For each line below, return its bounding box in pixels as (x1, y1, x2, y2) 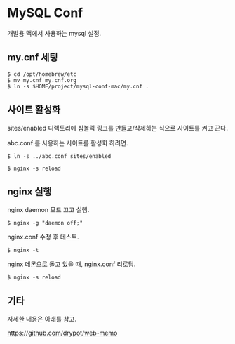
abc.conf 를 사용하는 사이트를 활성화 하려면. (7, 138, 128, 147)
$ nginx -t (7, 247, 39, 254)
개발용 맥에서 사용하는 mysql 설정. (7, 29, 102, 37)
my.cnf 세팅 (7, 51, 58, 64)
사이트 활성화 (7, 104, 61, 116)
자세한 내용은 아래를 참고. (7, 315, 77, 324)
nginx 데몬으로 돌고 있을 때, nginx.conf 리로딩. (7, 260, 136, 268)
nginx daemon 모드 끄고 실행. (7, 206, 90, 214)
